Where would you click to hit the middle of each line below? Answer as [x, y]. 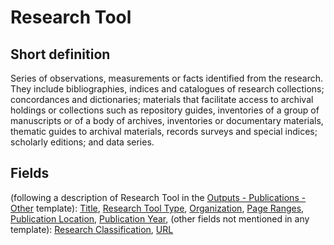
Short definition [60, 54]
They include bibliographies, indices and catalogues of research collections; [167, 89]
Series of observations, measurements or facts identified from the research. [167, 78]
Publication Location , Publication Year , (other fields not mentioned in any [160, 218]
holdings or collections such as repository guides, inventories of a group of [165, 110]
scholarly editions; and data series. [82, 142]
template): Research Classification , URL [92, 229]
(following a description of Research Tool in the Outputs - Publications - [158, 197]
